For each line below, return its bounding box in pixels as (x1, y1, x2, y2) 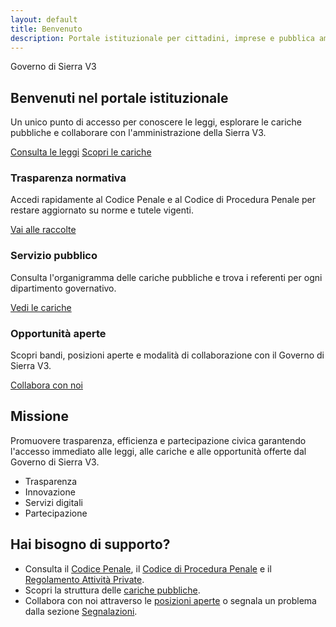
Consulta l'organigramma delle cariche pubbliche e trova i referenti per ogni (10, 271, 323, 283)
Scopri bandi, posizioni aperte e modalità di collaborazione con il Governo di (10, 349, 325, 361)
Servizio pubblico (10, 249, 98, 263)
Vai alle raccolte (10, 224, 77, 236)
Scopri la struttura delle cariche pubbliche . (24, 584, 201, 596)
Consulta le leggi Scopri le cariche (10, 146, 152, 158)
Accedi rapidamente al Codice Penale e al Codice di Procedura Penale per (10, 194, 316, 206)
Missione (10, 408, 69, 425)
